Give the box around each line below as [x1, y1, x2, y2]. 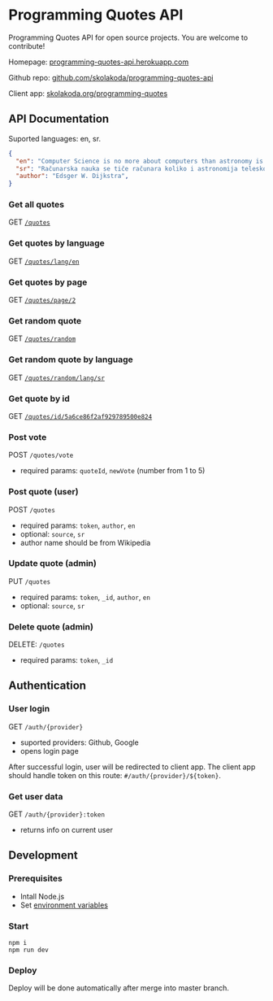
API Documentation [8, 112, 110, 126]
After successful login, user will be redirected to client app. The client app [8, 762, 256, 772]
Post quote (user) [8, 486, 79, 498]
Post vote [8, 431, 47, 442]
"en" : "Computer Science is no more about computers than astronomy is [15, 157, 264, 165]
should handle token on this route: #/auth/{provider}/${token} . [8, 770, 221, 780]
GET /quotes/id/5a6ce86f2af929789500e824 [8, 411, 153, 420]
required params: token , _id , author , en [19, 592, 150, 602]
